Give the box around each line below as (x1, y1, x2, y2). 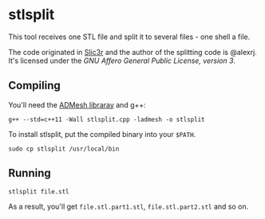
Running (8, 166, 52, 180)
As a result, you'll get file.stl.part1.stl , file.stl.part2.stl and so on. (8, 201, 249, 211)
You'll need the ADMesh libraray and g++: (8, 100, 146, 109)
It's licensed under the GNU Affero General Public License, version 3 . (8, 56, 236, 65)
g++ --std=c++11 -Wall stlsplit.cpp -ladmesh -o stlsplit (8, 115, 205, 123)
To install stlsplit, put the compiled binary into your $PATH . (8, 129, 196, 139)
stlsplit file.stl (8, 187, 69, 196)
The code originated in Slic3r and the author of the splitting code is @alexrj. (8, 47, 257, 57)
